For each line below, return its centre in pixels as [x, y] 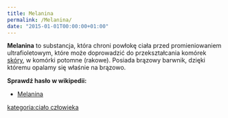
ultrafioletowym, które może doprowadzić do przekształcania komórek [107, 53]
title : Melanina [30, 13]
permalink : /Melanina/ [39, 20]
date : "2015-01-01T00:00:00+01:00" [58, 26]
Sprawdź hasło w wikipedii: [47, 81]
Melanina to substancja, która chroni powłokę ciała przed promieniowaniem [114, 46]
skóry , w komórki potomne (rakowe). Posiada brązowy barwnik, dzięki [106, 60]
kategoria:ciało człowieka [43, 108]
